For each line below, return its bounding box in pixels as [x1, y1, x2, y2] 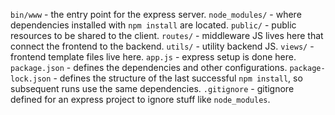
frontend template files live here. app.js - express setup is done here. [10, 51, 297, 63]
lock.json [10, 74, 52, 84]
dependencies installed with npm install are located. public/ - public [10, 19, 297, 31]
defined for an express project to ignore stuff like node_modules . [10, 94, 271, 105]
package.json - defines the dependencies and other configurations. [10, 62, 288, 73]
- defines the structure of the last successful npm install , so [53, 72, 303, 84]
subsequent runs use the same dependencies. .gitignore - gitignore [10, 83, 295, 94]
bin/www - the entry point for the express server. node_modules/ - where [10, 9, 302, 20]
